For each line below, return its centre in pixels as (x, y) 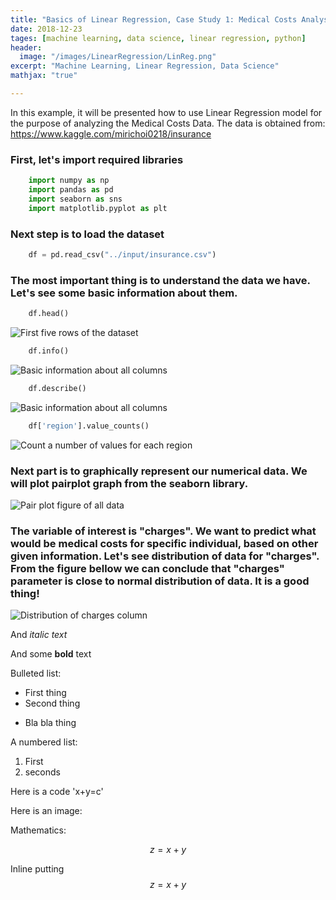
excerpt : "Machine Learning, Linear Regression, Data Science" (145, 66)
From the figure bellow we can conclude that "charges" (147, 568)
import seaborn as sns (75, 199)
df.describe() (57, 388)
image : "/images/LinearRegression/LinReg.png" (118, 57)
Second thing (52, 703)
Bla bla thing (50, 723)
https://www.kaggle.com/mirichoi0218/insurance (111, 133)
